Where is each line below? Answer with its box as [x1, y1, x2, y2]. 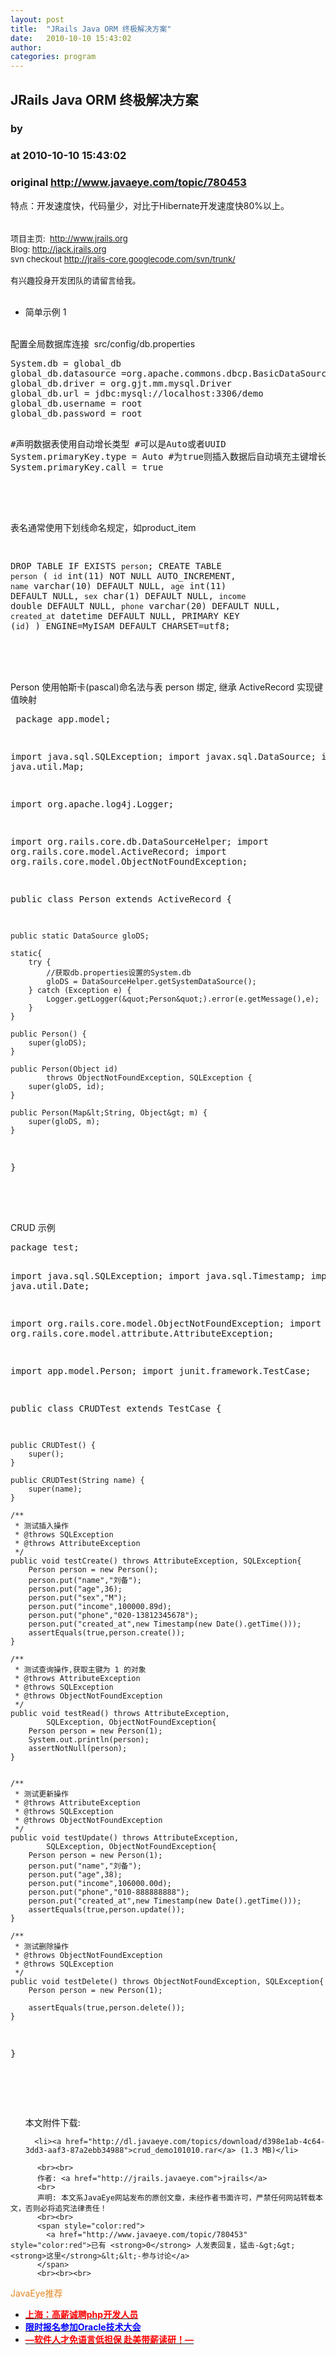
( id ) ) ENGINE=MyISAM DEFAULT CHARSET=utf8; [10, 620, 231, 631]
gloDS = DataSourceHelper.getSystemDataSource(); [46, 976, 257, 986]
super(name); [28, 1484, 83, 1494]
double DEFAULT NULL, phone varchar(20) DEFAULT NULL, [10, 600, 281, 611]
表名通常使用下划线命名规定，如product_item [10, 521, 197, 533]
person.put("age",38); [28, 1869, 123, 1880]
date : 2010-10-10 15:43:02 [10, 33, 132, 43]
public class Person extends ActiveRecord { [10, 893, 233, 905]
